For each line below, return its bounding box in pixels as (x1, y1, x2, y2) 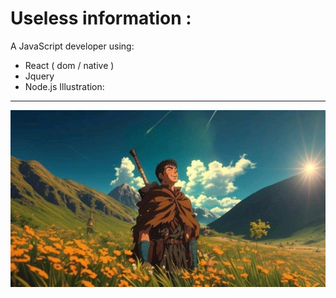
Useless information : (10, 7, 192, 30)
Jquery (24, 70, 55, 82)
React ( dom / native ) (24, 59, 115, 71)
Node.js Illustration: (24, 80, 105, 92)
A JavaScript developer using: (10, 40, 135, 52)
